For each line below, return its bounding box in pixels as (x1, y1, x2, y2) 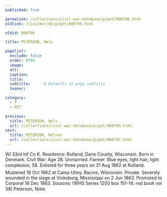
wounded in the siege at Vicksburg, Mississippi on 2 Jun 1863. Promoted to (5, 175, 162, 181)
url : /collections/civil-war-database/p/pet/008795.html (10, 123, 133, 128)
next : (5, 128, 17, 133)
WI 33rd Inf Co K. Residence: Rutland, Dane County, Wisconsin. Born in (5, 151, 154, 157)
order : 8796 (10, 58, 35, 63)
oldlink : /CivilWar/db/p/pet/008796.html (5, 21, 94, 26)
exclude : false (10, 54, 42, 59)
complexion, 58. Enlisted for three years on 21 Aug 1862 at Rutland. (5, 162, 145, 168)
